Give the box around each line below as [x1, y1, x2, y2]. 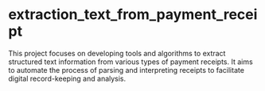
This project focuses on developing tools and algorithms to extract [8, 48, 226, 58]
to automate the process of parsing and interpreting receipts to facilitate [8, 65, 245, 74]
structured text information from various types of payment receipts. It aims [8, 57, 253, 66]
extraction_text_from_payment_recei [8, 6, 258, 24]
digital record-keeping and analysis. [8, 74, 127, 83]
